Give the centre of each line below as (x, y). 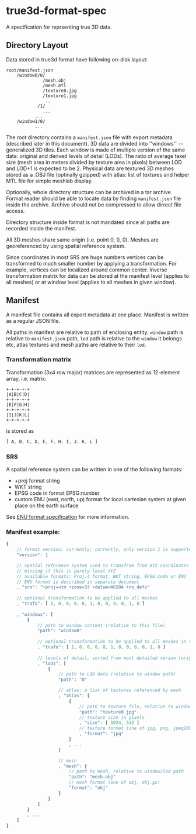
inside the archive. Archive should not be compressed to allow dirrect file (94, 204)
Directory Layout (37, 45)
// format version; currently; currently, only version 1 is (92, 550)
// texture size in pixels (112, 718)
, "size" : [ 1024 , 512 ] (109, 723)
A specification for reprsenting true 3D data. (59, 27)
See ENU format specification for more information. (68, 517)
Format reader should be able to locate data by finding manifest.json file (94, 198)
